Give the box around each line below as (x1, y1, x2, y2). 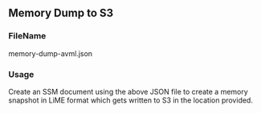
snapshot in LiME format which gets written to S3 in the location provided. (8, 95, 253, 105)
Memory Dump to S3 (8, 6, 114, 20)
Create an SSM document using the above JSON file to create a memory (8, 87, 249, 96)
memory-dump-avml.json (8, 48, 93, 59)
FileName (8, 30, 47, 42)
